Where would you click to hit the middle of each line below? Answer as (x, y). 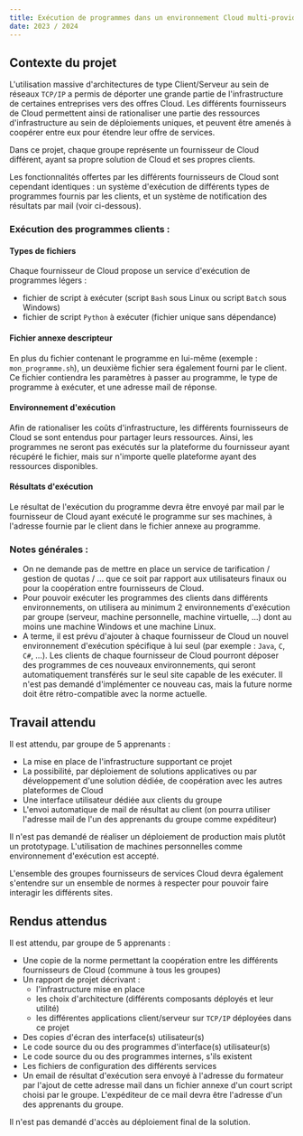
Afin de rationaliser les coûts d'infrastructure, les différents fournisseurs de (149, 427)
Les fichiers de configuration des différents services (119, 1066)
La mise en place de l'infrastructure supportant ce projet (127, 762)
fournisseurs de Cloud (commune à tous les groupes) (121, 970)
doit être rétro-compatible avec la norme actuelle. (115, 694)
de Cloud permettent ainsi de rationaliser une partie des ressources (135, 113)
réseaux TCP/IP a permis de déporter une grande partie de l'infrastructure (147, 94)
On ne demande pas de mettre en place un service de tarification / (146, 569)
